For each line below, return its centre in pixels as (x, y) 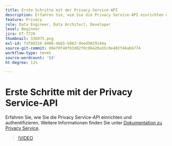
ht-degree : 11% (21, 62)
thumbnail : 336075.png (29, 39)
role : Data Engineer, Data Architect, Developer (58, 24)
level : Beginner (23, 29)
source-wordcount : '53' (31, 58)
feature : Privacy (24, 19)
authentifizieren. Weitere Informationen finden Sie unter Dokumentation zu (84, 123)
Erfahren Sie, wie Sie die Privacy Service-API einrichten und (69, 117)
